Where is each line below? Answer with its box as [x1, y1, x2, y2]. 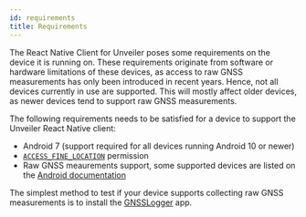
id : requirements [9, 13, 76, 23]
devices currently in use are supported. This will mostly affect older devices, [9, 86, 297, 97]
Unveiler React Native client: [9, 122, 116, 133]
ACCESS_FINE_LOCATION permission [22, 150, 149, 160]
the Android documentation [22, 170, 126, 181]
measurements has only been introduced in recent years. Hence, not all [9, 76, 279, 87]
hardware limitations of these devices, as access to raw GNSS [9, 66, 244, 77]
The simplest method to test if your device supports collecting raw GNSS [9, 187, 284, 198]
